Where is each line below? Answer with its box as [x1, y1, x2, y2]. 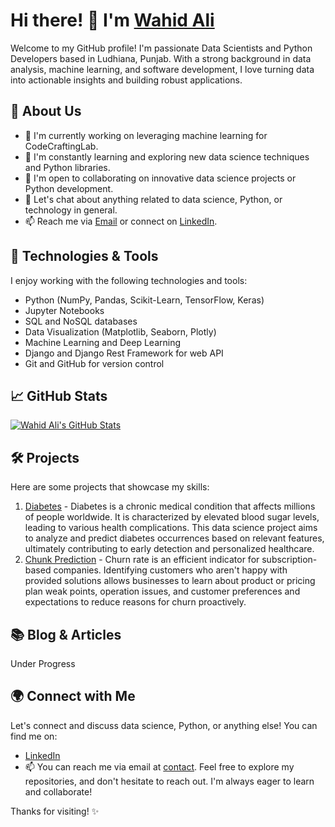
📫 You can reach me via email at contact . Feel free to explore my [24, 760, 295, 773]
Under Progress [10, 658, 76, 669]
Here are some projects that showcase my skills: [10, 481, 210, 493]
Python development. [24, 182, 114, 194]
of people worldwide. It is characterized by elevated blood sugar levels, [24, 511, 320, 523]
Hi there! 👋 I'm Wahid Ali [10, 9, 215, 32]
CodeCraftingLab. [24, 140, 99, 152]
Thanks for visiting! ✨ [10, 805, 100, 817]
